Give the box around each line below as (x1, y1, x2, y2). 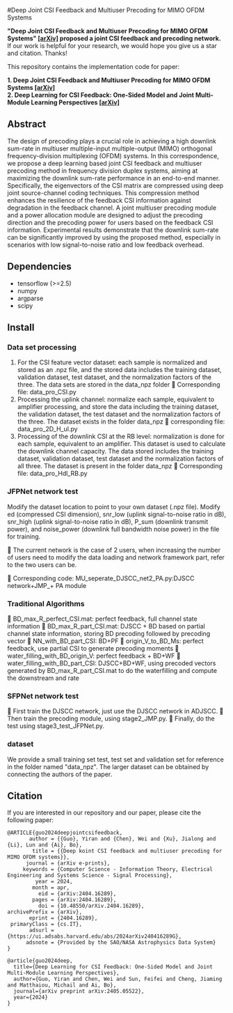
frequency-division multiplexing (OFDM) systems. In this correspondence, (7, 151, 219, 160)
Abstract (7, 118, 47, 130)
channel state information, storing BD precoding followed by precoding (7, 629, 211, 637)
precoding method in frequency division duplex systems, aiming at (7, 167, 198, 175)
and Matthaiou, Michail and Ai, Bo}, (7, 982, 117, 989)
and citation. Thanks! (7, 49, 67, 57)
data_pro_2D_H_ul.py (17, 425, 78, 433)
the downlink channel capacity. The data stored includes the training (17, 447, 214, 456)
